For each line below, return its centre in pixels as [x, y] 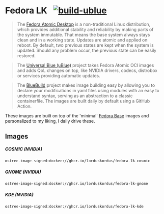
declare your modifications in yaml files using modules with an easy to [88, 90]
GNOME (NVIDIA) [23, 172]
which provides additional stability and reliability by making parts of [85, 29]
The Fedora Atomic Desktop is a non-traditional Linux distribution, [84, 24]
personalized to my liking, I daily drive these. [50, 121]
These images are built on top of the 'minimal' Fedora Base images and [77, 115]
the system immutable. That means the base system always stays [83, 35]
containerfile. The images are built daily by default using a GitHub [83, 101]
